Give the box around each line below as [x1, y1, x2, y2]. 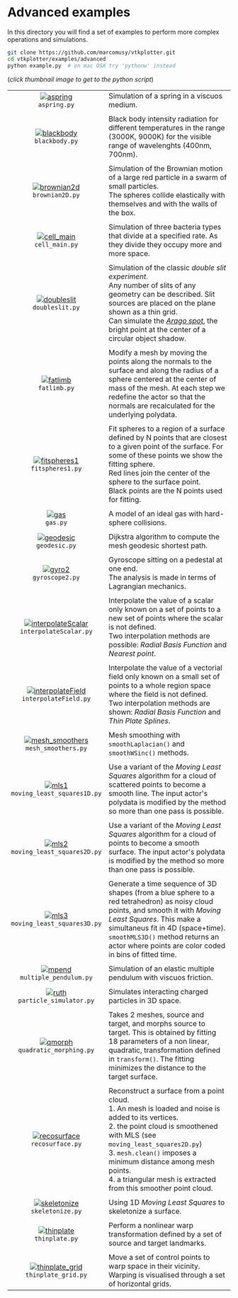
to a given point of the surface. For [108, 441, 224, 451]
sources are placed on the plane [108, 298, 216, 308]
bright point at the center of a [108, 324, 206, 334]
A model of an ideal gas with [108, 508, 203, 518]
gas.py [45, 518, 67, 526]
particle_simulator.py [18, 996, 95, 1004]
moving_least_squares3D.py [11, 919, 102, 928]
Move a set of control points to [108, 1252, 210, 1262]
